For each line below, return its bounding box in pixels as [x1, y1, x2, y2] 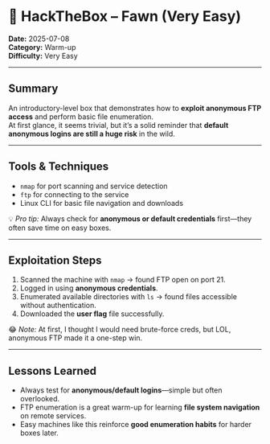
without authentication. [19, 301, 96, 310]
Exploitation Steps [8, 253, 102, 267]
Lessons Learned [8, 364, 96, 377]
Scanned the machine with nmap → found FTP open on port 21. [19, 275, 227, 285]
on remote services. [19, 411, 87, 421]
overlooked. [19, 394, 60, 404]
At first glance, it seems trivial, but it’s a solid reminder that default [8, 120, 229, 129]
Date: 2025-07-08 [8, 34, 70, 43]
